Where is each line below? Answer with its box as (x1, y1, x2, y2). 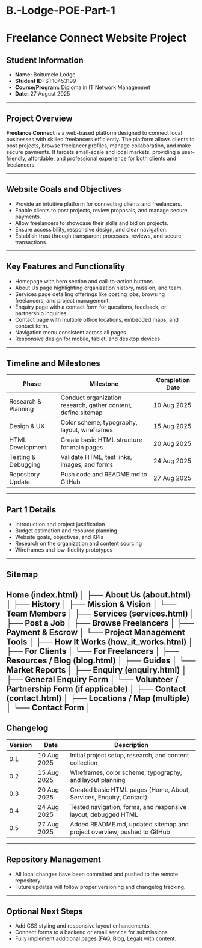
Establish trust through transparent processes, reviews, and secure (14, 232, 182, 239)
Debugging (9, 461, 41, 469)
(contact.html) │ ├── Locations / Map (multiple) (6, 693, 190, 704)
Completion (156, 376, 191, 384)
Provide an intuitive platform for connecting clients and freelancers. (14, 200, 182, 208)
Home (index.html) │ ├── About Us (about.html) (6, 590, 191, 600)
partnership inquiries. (14, 309, 68, 316)
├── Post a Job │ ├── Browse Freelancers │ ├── (6, 618, 194, 629)
